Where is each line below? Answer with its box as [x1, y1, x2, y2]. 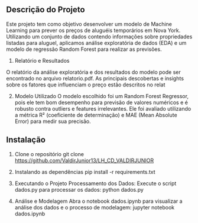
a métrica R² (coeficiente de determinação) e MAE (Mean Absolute [14, 111, 177, 118]
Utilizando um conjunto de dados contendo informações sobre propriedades [6, 33, 193, 40]
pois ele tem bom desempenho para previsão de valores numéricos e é [14, 99, 188, 106]
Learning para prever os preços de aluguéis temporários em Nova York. [6, 27, 181, 34]
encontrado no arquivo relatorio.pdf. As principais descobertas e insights [6, 75, 184, 82]
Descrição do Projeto [6, 5, 85, 15]
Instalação [6, 135, 46, 145]
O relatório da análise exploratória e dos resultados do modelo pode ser [6, 68, 181, 76]
